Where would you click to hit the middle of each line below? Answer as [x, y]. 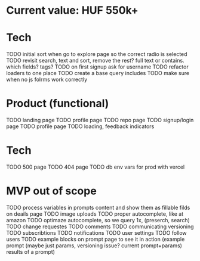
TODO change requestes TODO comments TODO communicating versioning [100, 226]
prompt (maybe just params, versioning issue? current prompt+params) [94, 246]
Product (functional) [58, 103]
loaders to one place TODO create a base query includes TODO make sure [98, 73]
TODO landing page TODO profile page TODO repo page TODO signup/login [100, 120]
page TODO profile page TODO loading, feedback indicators [80, 126]
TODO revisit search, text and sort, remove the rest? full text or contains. [95, 61]
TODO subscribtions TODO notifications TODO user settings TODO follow [96, 232]
